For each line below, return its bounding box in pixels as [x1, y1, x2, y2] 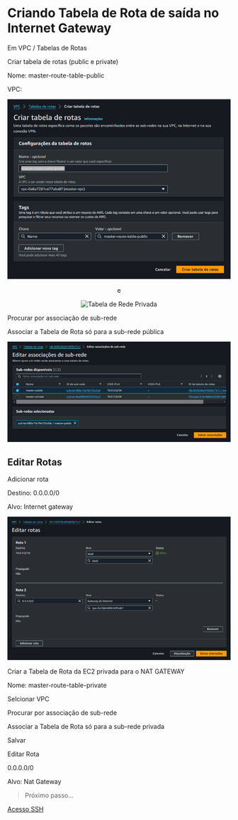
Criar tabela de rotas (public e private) [7, 57, 119, 65]
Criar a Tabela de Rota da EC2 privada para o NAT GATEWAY [7, 667, 186, 676]
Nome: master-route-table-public [7, 71, 105, 80]
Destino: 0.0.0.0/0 [7, 489, 60, 497]
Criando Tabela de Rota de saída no [7, 5, 220, 21]
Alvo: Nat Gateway [7, 777, 62, 786]
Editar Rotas [7, 456, 62, 468]
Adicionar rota [7, 475, 49, 484]
